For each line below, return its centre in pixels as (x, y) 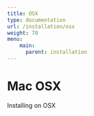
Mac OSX (34, 86)
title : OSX (23, 13)
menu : (15, 39)
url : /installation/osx (41, 26)
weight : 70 (23, 33)
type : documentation (37, 20)
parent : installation (56, 52)
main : (27, 46)
